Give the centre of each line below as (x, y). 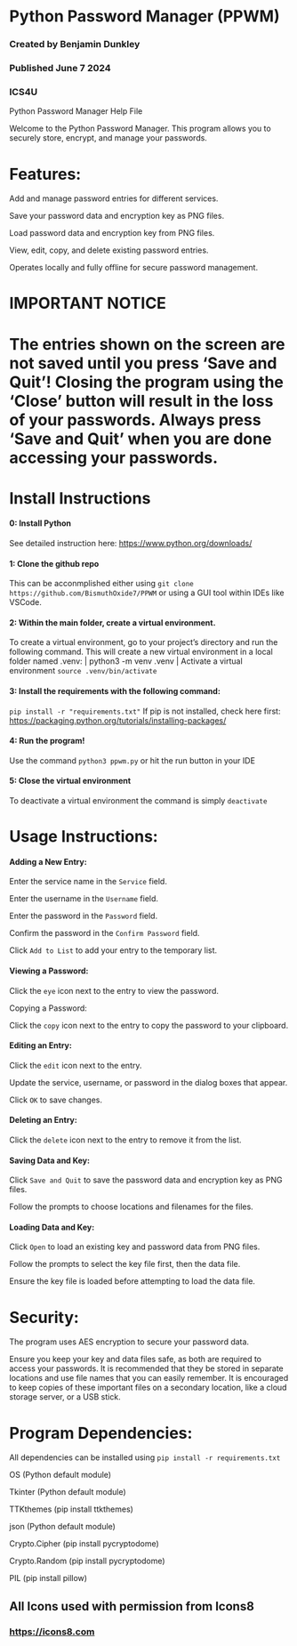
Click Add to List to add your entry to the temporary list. (113, 950)
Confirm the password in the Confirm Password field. (104, 933)
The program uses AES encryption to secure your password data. (129, 1342)
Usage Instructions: (84, 837)
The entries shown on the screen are (147, 344)
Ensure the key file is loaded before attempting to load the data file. (132, 1281)
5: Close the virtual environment (70, 781)
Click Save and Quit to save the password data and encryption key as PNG (146, 1180)
